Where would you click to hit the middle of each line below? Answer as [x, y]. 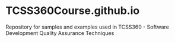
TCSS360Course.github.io [73, 11]
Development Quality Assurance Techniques [60, 33]
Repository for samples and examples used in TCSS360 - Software [87, 27]
